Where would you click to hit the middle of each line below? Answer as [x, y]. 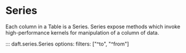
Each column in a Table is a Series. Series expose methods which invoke [93, 26]
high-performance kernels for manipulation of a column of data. [82, 32]
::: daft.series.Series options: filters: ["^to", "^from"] [67, 44]
